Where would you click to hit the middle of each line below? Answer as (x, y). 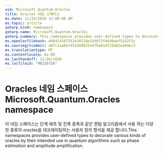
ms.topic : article (24, 23)
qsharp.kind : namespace (29, 28)
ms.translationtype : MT (29, 50)
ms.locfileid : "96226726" (31, 63)
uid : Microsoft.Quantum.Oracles (38, 9)
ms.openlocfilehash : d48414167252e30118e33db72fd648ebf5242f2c (70, 41)
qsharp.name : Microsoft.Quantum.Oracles (47, 32)
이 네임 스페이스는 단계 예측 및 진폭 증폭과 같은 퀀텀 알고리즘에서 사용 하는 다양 (79, 124)
